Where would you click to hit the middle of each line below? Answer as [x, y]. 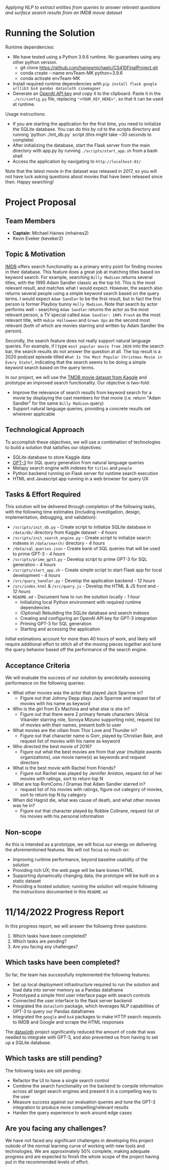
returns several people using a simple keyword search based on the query [82, 293]
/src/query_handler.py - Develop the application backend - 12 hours [84, 581]
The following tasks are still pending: [43, 1070]
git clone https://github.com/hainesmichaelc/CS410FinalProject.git [89, 67]
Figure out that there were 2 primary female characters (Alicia [84, 714]
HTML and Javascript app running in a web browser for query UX [80, 478]
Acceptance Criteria [38, 666]
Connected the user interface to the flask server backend [72, 1000]
